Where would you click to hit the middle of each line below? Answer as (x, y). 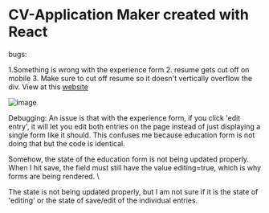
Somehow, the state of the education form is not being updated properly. (129, 159)
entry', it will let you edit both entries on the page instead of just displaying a (134, 126)
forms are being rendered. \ (54, 176)
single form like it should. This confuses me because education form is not (132, 135)
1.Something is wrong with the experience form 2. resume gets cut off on (129, 69)
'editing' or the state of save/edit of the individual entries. (103, 200)
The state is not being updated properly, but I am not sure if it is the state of (133, 191)
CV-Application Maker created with (128, 15)
